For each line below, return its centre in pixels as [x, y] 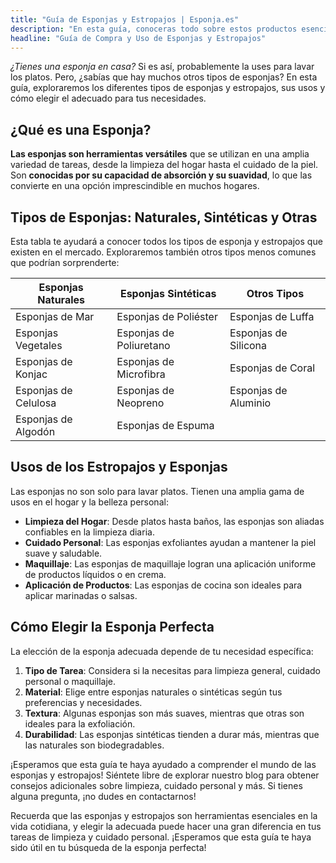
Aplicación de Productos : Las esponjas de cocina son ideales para [163, 585]
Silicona [248, 345]
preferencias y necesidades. [83, 702]
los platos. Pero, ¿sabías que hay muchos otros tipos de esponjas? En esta [164, 77]
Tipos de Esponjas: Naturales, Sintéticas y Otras [164, 217]
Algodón [35, 431]
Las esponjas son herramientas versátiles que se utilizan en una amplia [160, 154]
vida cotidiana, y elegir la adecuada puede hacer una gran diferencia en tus [166, 826]
